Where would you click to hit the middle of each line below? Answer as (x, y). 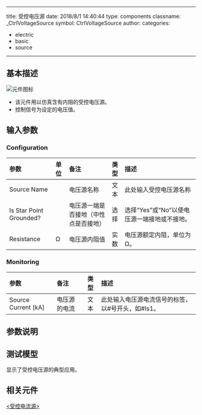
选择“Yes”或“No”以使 (154, 210)
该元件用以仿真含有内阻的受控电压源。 (62, 102)
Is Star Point (26, 210)
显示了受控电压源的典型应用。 (43, 370)
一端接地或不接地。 (164, 219)
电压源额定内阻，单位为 (158, 235)
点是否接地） (87, 223)
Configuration (27, 148)
